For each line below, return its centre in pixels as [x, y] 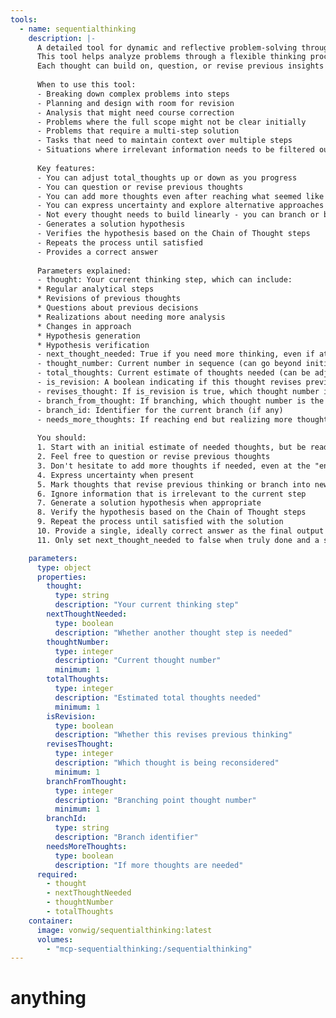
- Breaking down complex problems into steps [133, 94]
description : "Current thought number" [138, 661]
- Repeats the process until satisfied [119, 242]
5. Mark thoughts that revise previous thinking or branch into [173, 484]
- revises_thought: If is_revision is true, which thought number [178, 391]
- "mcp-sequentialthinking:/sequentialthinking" [149, 949]
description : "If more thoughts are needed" [149, 865]
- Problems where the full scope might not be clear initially [171, 122]
